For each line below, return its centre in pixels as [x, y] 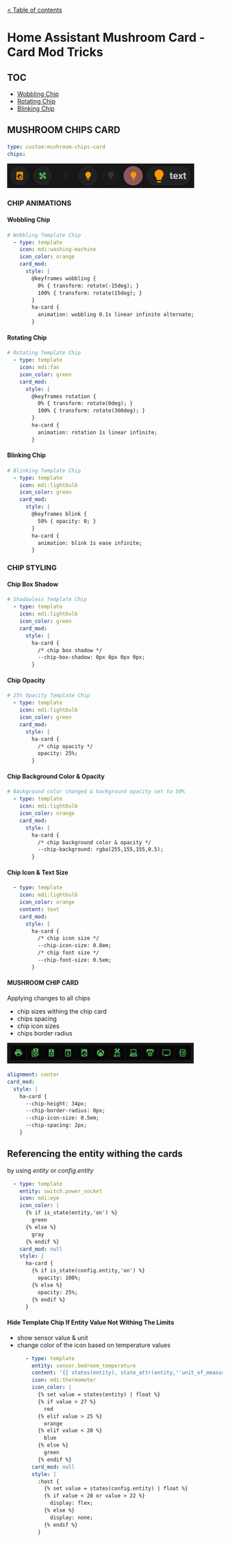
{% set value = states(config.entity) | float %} [116, 1488]
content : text [39, 909]
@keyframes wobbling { [64, 278]
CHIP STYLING [32, 568]
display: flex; [72, 1503]
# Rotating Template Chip [44, 353]
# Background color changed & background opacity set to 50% [96, 792]
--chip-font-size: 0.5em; [74, 960]
